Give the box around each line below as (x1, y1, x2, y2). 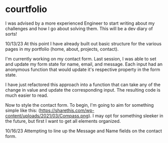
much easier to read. (5, 92, 48, 98)
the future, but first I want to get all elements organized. (5, 118, 121, 124)
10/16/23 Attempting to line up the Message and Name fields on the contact (5, 127, 162, 134)
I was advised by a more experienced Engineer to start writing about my (5, 20, 155, 26)
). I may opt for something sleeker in (88, 112, 163, 119)
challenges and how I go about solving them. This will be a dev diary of (5, 25, 153, 31)
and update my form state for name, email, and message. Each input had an (5, 61, 163, 67)
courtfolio (5, 4, 47, 15)
